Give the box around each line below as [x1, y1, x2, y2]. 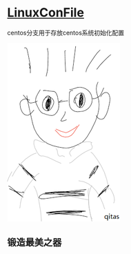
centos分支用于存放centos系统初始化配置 [7, 28, 125, 37]
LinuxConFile [7, 5, 85, 21]
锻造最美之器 [7, 237, 62, 248]
